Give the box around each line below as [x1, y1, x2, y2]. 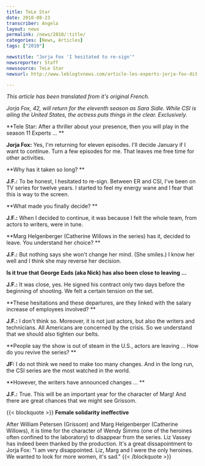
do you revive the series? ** [6, 348, 76, 356]
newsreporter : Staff [6, 59, 59, 66]
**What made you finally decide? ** [6, 202, 98, 210]
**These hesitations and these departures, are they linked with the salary [6, 299, 192, 306]
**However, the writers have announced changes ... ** [6, 379, 145, 386]
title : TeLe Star [6, 9, 51, 15]
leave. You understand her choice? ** [6, 239, 101, 247]
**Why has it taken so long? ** [6, 166, 85, 174]
